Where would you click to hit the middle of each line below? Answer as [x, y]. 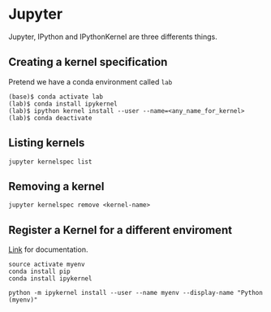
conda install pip [39, 272]
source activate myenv [47, 265]
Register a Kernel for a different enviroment [120, 230]
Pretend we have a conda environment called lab [90, 81]
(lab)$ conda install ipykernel [63, 104]
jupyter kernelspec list [50, 162]
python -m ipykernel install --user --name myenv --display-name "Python [136, 293]
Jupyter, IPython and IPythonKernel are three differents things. [113, 37]
